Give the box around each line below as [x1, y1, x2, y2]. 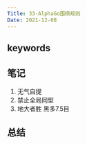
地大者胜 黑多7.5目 [17, 105, 70, 113]
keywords [7, 42, 50, 54]
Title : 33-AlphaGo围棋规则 [7, 10, 81, 17]
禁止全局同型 [17, 96, 54, 104]
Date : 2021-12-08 [7, 17, 57, 24]
